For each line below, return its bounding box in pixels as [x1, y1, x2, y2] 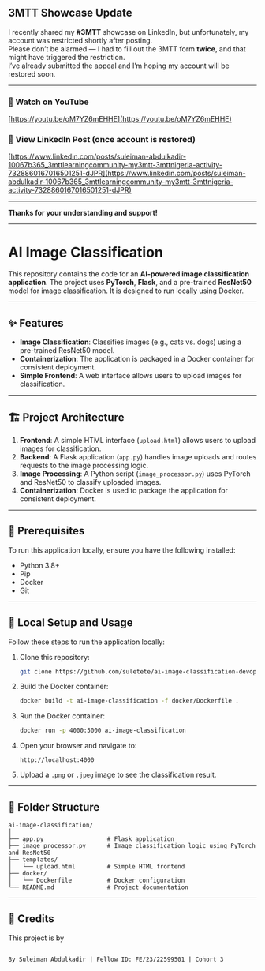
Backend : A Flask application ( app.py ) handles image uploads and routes [19, 452, 257, 461]
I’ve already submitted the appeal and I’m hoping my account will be [8, 61, 230, 70]
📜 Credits [8, 912, 55, 926]
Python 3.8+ [19, 560, 61, 570]
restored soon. [8, 69, 56, 78]
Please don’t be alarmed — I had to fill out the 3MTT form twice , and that [8, 43, 246, 54]
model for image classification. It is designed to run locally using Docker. [8, 286, 244, 295]
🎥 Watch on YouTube [8, 96, 89, 107]
